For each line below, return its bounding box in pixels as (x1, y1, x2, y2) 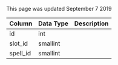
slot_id (9, 39, 28, 48)
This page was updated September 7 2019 (6, 5, 112, 12)
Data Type (38, 19, 68, 28)
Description (74, 19, 109, 28)
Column (9, 19, 33, 28)
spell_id (9, 49, 31, 57)
